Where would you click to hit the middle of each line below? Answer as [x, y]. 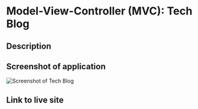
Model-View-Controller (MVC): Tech [99, 11]
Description [29, 46]
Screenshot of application [56, 67]
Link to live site [35, 100]
